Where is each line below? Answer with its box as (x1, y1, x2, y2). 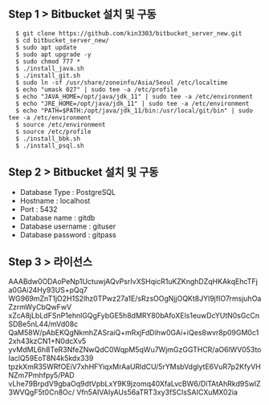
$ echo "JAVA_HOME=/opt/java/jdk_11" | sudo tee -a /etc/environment (15, 92, 253, 100)
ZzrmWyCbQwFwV (8, 302, 72, 312)
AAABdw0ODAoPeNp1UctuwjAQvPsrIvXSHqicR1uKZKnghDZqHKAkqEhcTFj (8, 277, 259, 286)
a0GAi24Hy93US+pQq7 (8, 286, 88, 295)
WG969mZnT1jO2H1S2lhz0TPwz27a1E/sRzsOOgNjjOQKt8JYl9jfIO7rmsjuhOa (8, 294, 262, 303)
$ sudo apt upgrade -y (15, 51, 92, 59)
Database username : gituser (19, 221, 116, 231)
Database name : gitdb (19, 213, 96, 222)
